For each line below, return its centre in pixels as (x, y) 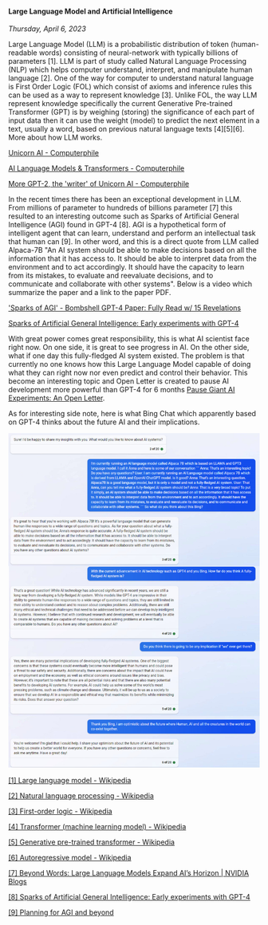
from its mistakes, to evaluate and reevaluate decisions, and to (111, 276)
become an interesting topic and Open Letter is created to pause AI (119, 381)
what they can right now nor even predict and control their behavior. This (128, 373)
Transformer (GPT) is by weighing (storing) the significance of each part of (132, 112)
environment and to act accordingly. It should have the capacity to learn (126, 267)
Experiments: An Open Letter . (57, 398)
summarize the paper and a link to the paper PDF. (90, 293)
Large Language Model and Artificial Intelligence (91, 11)
